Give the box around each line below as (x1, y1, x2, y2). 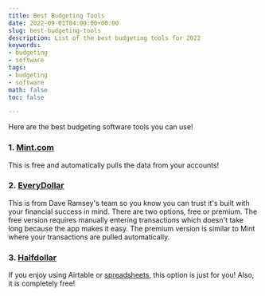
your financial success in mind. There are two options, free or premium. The (8, 207, 258, 216)
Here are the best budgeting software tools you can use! (8, 122, 193, 132)
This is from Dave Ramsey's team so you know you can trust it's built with (8, 198, 250, 207)
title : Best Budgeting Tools (8, 11, 105, 20)
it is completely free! (8, 278, 76, 288)
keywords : (8, 41, 41, 49)
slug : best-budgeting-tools (8, 26, 102, 34)
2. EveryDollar (8, 180, 65, 191)
